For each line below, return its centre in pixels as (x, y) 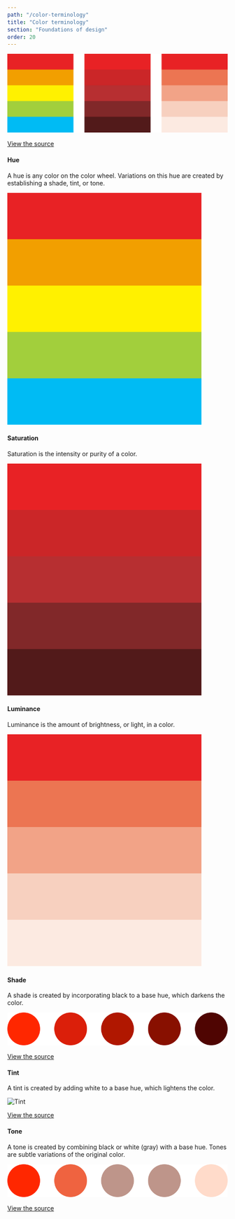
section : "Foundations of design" (58, 29)
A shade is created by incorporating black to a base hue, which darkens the (116, 995)
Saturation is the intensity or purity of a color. (72, 453)
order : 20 (22, 37)
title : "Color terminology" (48, 22)
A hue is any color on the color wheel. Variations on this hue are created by (115, 176)
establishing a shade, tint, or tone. (56, 183)
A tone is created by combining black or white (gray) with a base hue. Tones (117, 1147)
